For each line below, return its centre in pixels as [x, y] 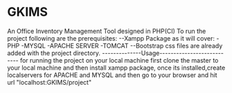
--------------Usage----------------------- [163, 53]
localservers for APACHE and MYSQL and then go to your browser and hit [112, 75]
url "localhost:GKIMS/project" [50, 82]
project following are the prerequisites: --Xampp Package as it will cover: [111, 38]
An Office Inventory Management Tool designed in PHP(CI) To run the [107, 31]
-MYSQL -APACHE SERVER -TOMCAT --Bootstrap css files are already [122, 45]
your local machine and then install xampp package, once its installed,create [116, 68]
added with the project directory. [54, 53]
